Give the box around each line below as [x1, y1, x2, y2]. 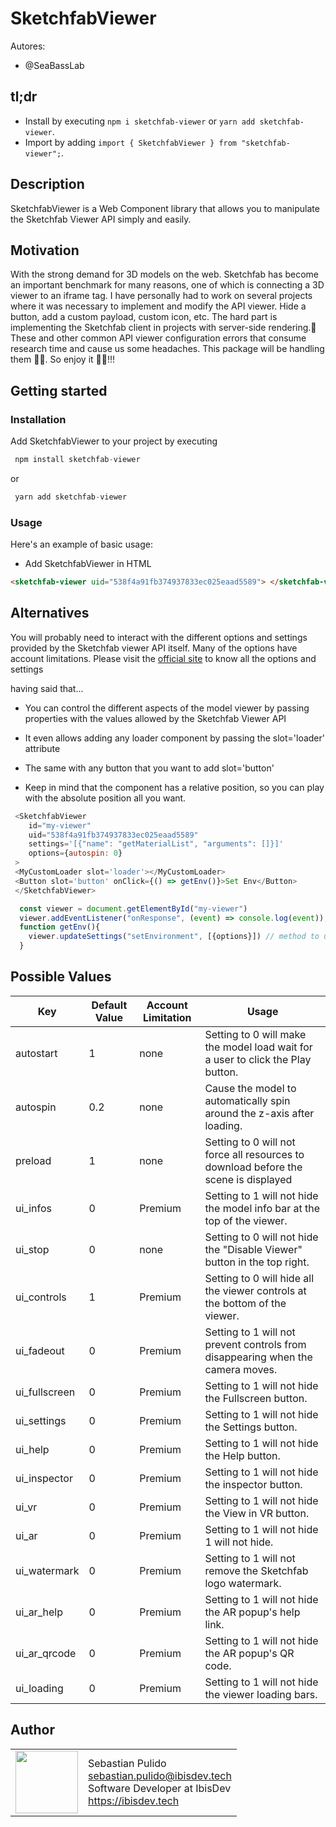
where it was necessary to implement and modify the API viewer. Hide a [10, 300, 307, 312]
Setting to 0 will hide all [204, 1271, 315, 1285]
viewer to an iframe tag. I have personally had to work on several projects [10, 290, 313, 302]
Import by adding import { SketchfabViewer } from [24, 136, 238, 148]
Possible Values [10, 968, 112, 986]
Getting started [10, 382, 108, 399]
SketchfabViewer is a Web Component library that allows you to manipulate [10, 202, 320, 214]
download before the [204, 1160, 303, 1174]
